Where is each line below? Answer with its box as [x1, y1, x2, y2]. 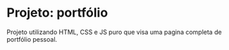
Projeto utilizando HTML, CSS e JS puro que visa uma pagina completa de [6, 28, 223, 36]
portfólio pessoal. [6, 35, 58, 43]
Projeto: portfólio [6, 5, 109, 21]
